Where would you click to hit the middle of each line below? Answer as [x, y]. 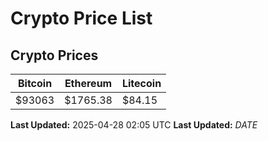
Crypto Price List [81, 18]
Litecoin [141, 83]
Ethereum [88, 83]
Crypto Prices [54, 55]
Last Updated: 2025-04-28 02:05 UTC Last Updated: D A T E [134, 125]
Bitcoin [35, 83]
